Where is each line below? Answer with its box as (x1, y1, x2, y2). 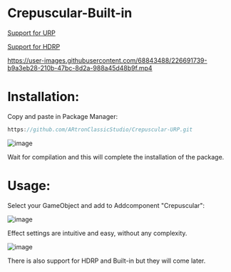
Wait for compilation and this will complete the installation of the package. (7, 152, 225, 161)
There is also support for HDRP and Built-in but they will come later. (7, 256, 206, 265)
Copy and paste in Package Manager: (7, 112, 118, 120)
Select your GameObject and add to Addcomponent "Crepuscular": (7, 201, 205, 209)
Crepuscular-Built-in (7, 5, 133, 21)
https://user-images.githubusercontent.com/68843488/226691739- (7, 56, 207, 65)
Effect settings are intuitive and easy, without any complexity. (7, 229, 188, 237)
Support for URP (7, 28, 56, 37)
